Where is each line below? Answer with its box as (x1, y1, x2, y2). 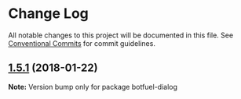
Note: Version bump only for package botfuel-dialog (8, 82, 178, 91)
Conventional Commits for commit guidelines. (8, 38, 155, 48)
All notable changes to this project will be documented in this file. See (8, 30, 234, 40)
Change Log (8, 5, 89, 23)
